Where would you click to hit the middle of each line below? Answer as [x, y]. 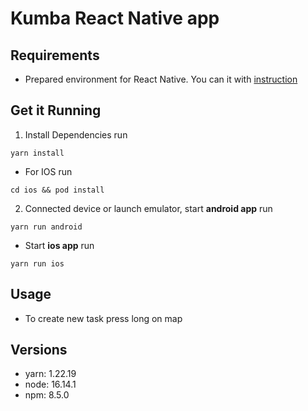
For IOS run [48, 171]
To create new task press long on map [103, 318]
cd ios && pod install [57, 190]
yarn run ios [37, 263]
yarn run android [46, 227]
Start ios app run [59, 245]
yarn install [37, 153]
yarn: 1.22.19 [50, 374]
